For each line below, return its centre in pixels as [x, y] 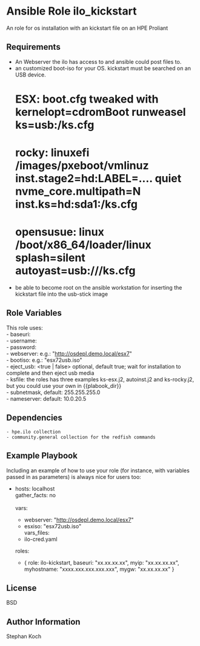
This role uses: [25, 328]
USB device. [31, 75]
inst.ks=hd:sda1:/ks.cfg [76, 204]
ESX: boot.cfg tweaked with [87, 99]
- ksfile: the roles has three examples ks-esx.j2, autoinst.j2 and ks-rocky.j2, [100, 379]
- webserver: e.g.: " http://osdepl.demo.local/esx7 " [69, 353]
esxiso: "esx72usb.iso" [53, 526]
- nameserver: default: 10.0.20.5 [46, 398]
